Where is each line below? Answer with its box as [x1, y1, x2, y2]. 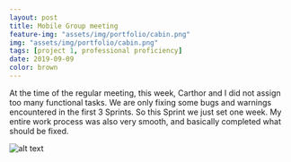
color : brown [9, 64, 58, 72]
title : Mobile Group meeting [9, 21, 119, 30]
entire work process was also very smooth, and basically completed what [9, 115, 281, 126]
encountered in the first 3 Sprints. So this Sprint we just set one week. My [9, 107, 282, 117]
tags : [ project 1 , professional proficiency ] [9, 47, 182, 55]
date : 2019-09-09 [9, 55, 75, 64]
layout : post [9, 13, 58, 22]
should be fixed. [9, 125, 69, 136]
